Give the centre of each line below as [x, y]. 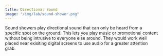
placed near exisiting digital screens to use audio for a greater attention [77, 43]
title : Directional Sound [31, 9]
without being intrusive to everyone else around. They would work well [76, 38]
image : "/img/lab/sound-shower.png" [42, 14]
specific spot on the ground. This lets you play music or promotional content [81, 33]
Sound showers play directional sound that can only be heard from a [74, 28]
